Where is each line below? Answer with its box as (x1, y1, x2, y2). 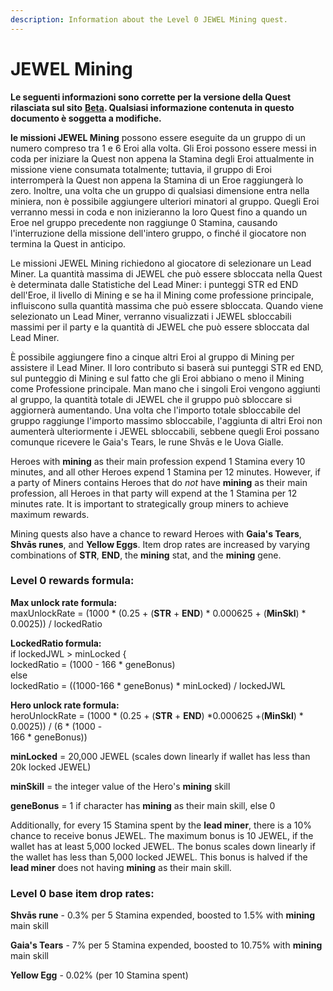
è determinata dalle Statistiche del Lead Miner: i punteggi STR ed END (10, 278, 299, 290)
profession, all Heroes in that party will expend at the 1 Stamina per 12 (10, 487, 298, 499)
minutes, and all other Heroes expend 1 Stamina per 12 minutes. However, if (10, 466, 321, 478)
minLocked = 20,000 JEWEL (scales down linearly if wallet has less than (10, 750, 311, 762)
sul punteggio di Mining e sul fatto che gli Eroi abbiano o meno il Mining (10, 372, 305, 384)
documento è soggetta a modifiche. (10, 112, 162, 124)
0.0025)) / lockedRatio (10, 617, 103, 630)
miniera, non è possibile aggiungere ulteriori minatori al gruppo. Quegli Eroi (10, 195, 320, 207)
